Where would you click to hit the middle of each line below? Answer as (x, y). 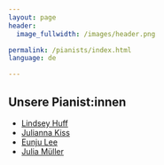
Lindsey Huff (44, 123)
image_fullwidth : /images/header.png (86, 34)
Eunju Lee (39, 142)
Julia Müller (42, 151)
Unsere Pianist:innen (67, 102)
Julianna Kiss (45, 132)
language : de (32, 59)
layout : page (32, 17)
